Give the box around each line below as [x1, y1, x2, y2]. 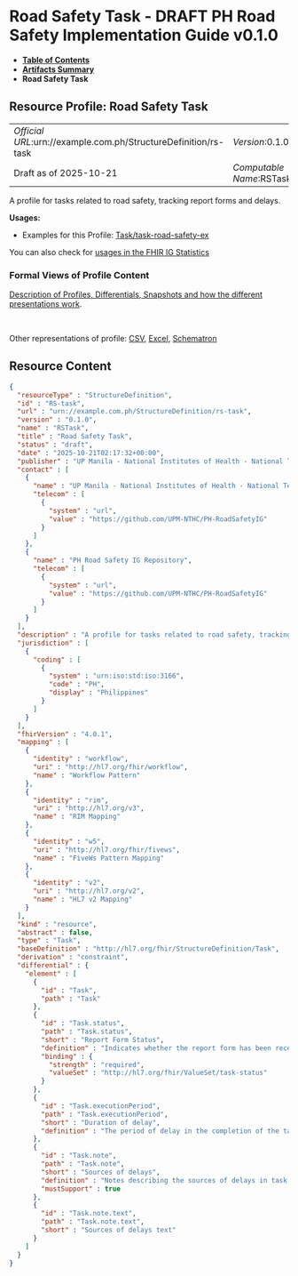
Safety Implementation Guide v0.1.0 [9, 25, 279, 45]
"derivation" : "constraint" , [17, 953, 129, 962]
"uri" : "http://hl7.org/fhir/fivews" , [32, 845, 180, 855]
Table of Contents [21, 54, 90, 65]
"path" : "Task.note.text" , [41, 1217, 145, 1226]
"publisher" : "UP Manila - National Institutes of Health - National [17, 456, 284, 466]
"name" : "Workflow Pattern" [32, 771, 141, 780]
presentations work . [9, 299, 82, 309]
